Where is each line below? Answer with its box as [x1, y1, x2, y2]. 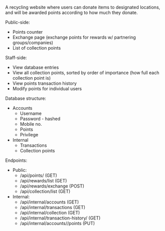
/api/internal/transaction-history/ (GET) [20, 215, 101, 221]
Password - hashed [20, 116, 61, 122]
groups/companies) [12, 40, 54, 46]
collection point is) [12, 75, 51, 81]
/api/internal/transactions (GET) [20, 204, 86, 210]
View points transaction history [12, 80, 77, 86]
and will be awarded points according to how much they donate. [5, 10, 138, 16]
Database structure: [5, 95, 47, 101]
